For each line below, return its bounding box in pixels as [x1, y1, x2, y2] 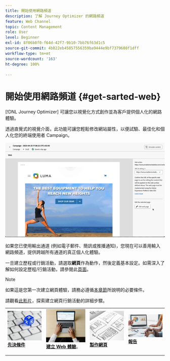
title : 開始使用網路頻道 [5, 8, 52, 13]
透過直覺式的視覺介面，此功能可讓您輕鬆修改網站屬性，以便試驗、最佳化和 [5, 126, 160, 132]
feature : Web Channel [5, 19, 51, 24]
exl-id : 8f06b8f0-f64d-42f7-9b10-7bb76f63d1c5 [5, 41, 105, 46]
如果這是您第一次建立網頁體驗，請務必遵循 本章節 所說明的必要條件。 [5, 286, 147, 293]
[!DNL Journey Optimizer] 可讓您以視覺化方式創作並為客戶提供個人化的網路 [5, 109, 162, 115]
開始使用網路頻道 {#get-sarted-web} [5, 91, 161, 102]
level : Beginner [5, 35, 39, 40]
